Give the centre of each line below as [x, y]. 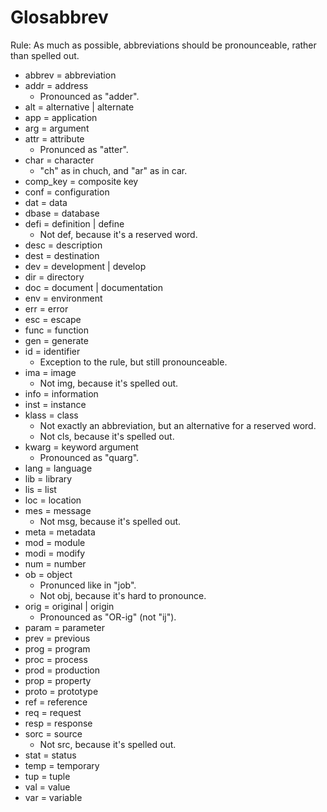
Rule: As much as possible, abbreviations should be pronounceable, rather [163, 45]
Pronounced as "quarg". [89, 457]
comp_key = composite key [81, 181]
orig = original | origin [69, 606]
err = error [46, 308]
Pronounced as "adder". [89, 96]
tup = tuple [47, 776]
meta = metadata [60, 532]
